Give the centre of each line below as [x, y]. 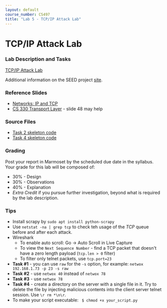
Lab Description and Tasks [38, 59]
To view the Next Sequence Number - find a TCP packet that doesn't [88, 248]
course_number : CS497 [28, 14]
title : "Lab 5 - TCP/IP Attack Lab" [43, 19]
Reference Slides [26, 93]
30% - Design [27, 176]
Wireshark [23, 238]
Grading [15, 151]
